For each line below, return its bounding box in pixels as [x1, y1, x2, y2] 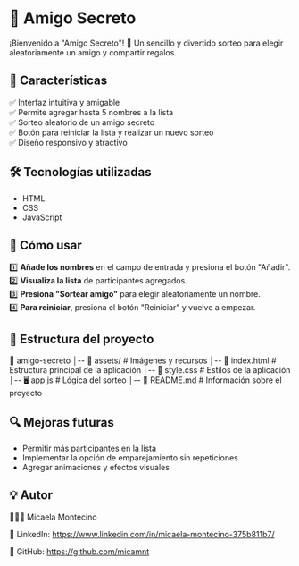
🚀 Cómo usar [9, 237, 82, 253]
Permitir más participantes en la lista [21, 443, 157, 453]
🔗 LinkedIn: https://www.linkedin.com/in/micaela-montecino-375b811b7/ [9, 528, 275, 539]
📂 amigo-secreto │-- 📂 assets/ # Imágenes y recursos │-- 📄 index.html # [9, 355, 277, 366]
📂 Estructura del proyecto [9, 331, 154, 347]
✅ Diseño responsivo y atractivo [9, 137, 128, 148]
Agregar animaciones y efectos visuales [21, 462, 170, 472]
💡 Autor [9, 487, 54, 503]
